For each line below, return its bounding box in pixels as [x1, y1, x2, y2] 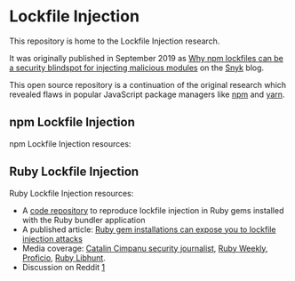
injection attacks [21, 233, 83, 244]
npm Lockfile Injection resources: [9, 138, 132, 149]
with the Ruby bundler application [21, 214, 146, 225]
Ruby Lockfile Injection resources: [9, 188, 134, 198]
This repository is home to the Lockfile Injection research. [9, 36, 220, 46]
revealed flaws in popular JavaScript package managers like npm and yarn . [9, 89, 285, 100]
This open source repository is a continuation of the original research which [9, 79, 287, 90]
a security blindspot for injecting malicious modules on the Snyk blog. [9, 62, 265, 73]
